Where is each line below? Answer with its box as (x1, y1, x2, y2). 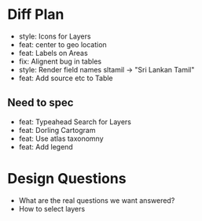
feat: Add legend (18, 142, 74, 151)
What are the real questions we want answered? (18, 195, 175, 205)
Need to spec (7, 96, 74, 109)
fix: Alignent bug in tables (18, 57, 102, 66)
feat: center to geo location (18, 39, 107, 49)
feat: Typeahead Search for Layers (18, 116, 131, 127)
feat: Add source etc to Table (18, 73, 113, 83)
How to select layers (18, 204, 86, 213)
